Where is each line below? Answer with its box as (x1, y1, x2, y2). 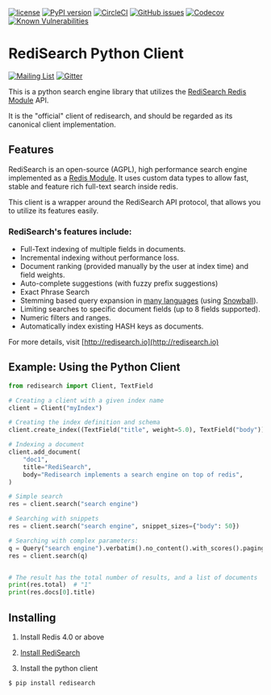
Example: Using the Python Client (8, 360, 181, 375)
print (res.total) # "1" (8, 581, 92, 589)
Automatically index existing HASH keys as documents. (19, 321, 204, 331)
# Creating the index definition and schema (8, 418, 161, 427)
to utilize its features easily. (8, 206, 99, 216)
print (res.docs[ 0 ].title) (8, 588, 95, 597)
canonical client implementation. (8, 119, 117, 129)
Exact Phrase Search (19, 287, 90, 297)
